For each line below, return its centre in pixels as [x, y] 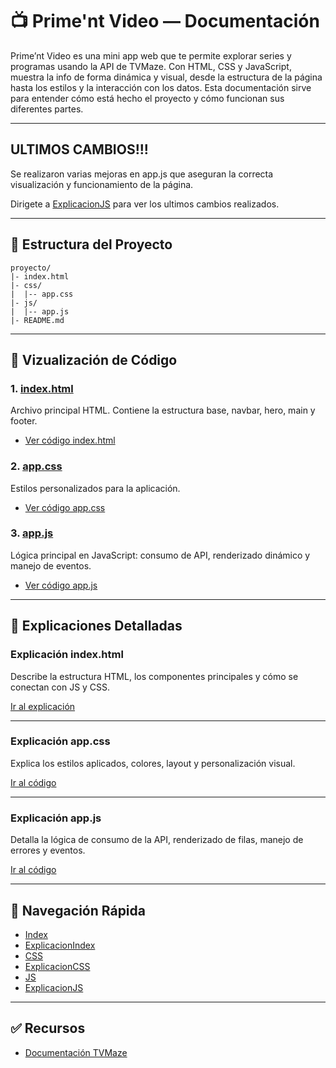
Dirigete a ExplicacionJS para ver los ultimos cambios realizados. [145, 204]
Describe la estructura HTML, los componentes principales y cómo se [154, 676]
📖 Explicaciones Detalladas [96, 626]
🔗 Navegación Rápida [78, 910]
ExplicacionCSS [57, 966]
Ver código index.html [70, 440]
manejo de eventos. [51, 565]
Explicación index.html [67, 655]
